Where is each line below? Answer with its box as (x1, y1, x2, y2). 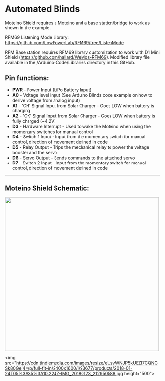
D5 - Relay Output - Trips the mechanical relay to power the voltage (12, 144, 150, 150)
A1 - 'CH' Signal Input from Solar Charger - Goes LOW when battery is (12, 102, 155, 109)
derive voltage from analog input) (12, 97, 80, 103)
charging (12, 108, 30, 113)
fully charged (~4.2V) (12, 118, 56, 124)
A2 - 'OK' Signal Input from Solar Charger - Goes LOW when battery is (12, 113, 156, 119)
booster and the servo (12, 149, 57, 155)
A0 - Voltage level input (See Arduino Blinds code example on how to (12, 92, 153, 98)
